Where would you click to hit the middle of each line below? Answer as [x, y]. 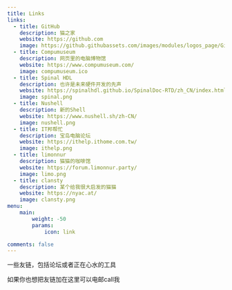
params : [43, 225]
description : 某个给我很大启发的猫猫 [68, 187]
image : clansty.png [48, 200]
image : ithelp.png [46, 148]
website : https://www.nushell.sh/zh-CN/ [78, 116]
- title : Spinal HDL [43, 78]
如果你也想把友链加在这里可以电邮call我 [64, 280]
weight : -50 [49, 219]
